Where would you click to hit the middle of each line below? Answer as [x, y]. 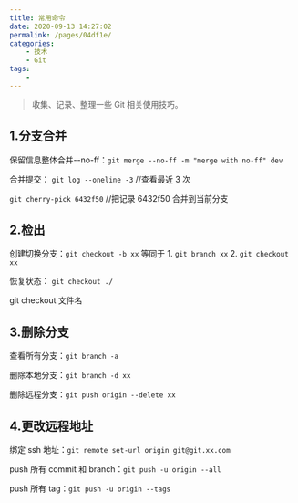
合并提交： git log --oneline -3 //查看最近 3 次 [100, 179]
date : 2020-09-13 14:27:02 [61, 26]
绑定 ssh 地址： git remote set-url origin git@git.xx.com [120, 450]
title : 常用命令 [37, 18]
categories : [32, 43]
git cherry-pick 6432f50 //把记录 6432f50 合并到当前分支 [119, 198]
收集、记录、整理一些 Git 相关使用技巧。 [108, 104]
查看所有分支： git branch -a [64, 356]
